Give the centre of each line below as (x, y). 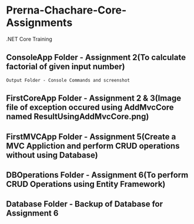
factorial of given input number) (66, 67)
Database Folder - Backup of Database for (85, 204)
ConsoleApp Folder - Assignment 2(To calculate (96, 57)
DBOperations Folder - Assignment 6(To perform (97, 175)
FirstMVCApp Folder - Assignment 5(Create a (91, 137)
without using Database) (52, 155)
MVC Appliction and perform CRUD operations (93, 146)
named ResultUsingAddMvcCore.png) (78, 117)
